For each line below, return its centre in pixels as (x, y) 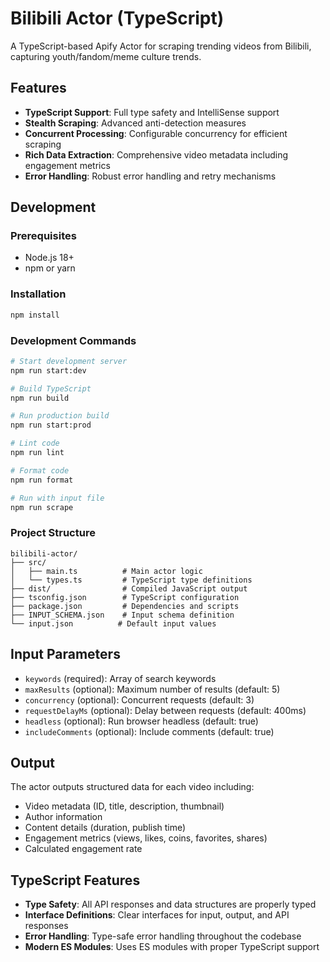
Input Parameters (65, 654)
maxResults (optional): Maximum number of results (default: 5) (152, 689)
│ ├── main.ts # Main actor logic (106, 571)
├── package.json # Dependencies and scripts (125, 606)
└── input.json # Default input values (113, 623)
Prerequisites (43, 236)
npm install (35, 315)
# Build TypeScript (51, 388)
